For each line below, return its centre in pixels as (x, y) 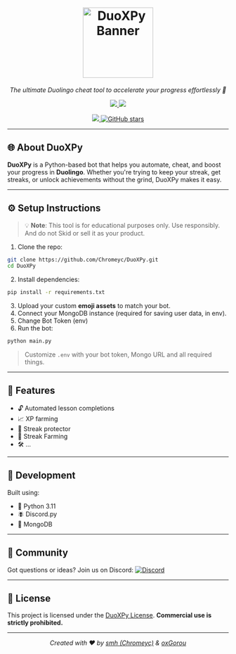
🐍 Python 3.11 (37, 506)
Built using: (24, 492)
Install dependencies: (48, 280)
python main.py (29, 341)
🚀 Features (31, 391)
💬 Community (38, 553)
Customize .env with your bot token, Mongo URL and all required (118, 354)
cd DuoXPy (22, 266)
